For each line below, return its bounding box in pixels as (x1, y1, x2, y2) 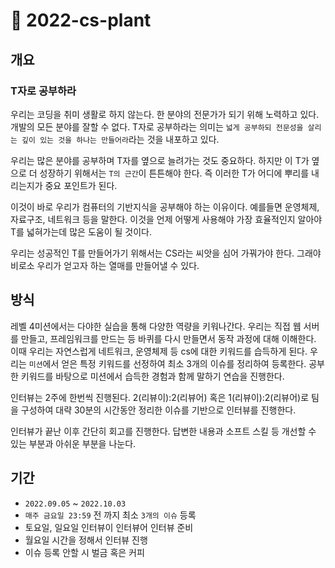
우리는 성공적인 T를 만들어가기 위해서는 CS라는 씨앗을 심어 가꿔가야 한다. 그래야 (10, 247, 322, 259)
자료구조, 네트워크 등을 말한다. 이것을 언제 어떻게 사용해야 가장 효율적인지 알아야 (10, 213, 323, 225)
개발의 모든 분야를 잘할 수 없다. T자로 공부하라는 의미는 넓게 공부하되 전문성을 (10, 120, 304, 133)
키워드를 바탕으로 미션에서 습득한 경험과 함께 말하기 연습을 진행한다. (20, 370, 285, 382)
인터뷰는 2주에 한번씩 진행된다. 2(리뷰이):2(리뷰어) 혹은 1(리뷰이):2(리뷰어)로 (10, 391, 310, 403)
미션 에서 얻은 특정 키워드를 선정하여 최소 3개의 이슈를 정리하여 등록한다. (28, 357, 307, 369)
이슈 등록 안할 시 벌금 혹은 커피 (24, 546, 145, 558)
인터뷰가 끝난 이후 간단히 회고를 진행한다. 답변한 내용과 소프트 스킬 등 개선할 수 (10, 425, 317, 437)
